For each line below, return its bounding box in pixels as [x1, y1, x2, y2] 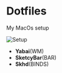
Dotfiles [6, 4, 47, 18]
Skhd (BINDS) [15, 60, 49, 68]
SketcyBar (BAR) [15, 54, 57, 61]
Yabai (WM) [15, 47, 44, 55]
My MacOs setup [6, 24, 50, 31]
